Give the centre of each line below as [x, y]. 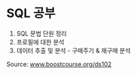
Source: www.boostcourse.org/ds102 [59, 64]
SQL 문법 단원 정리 [41, 33]
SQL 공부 [31, 13]
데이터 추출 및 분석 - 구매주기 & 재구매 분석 [73, 50]
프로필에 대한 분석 [40, 42]
